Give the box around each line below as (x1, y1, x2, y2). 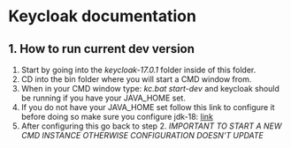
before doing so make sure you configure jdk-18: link (20, 112, 214, 122)
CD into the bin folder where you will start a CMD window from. (20, 74, 252, 85)
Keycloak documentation (8, 6, 196, 26)
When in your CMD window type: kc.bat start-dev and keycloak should (20, 84, 280, 93)
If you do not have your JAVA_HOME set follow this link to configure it (20, 102, 275, 112)
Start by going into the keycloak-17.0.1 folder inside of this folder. (20, 64, 257, 75)
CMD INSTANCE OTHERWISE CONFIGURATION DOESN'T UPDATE (20, 130, 264, 140)
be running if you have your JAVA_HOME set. (20, 92, 187, 103)
